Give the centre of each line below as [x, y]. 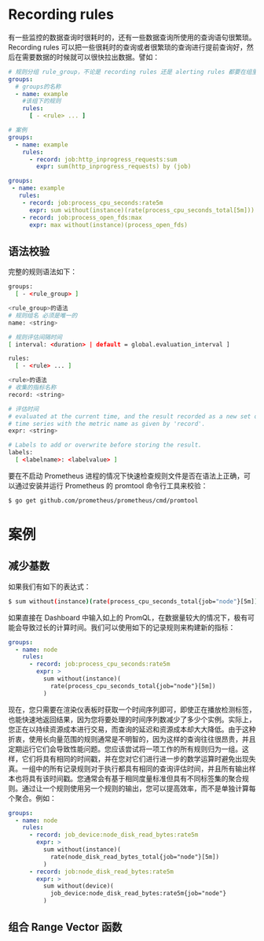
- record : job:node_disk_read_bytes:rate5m [101, 872]
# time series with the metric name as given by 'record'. [107, 424]
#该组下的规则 [42, 101]
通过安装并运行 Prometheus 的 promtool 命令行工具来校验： [111, 485]
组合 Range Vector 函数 [65, 927]
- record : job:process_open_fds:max [82, 217]
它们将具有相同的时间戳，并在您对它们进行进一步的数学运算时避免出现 [135, 758]
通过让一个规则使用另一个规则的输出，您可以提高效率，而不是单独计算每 [139, 788]
